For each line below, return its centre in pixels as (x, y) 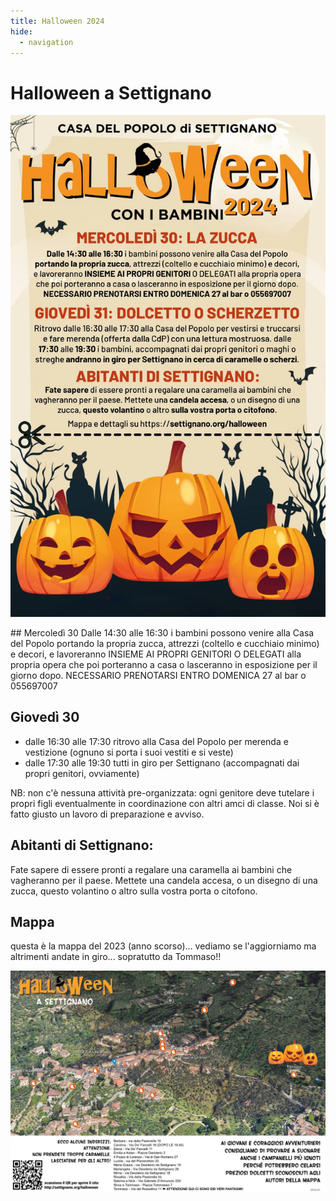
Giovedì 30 (45, 717)
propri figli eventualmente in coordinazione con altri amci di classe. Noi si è (165, 803)
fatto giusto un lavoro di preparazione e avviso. (107, 814)
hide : (21, 31)
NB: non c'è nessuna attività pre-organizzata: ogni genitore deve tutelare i (162, 792)
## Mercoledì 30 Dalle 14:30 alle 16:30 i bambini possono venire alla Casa (162, 632)
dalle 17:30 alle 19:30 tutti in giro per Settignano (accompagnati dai (162, 762)
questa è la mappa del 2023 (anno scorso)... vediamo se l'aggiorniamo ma (163, 946)
